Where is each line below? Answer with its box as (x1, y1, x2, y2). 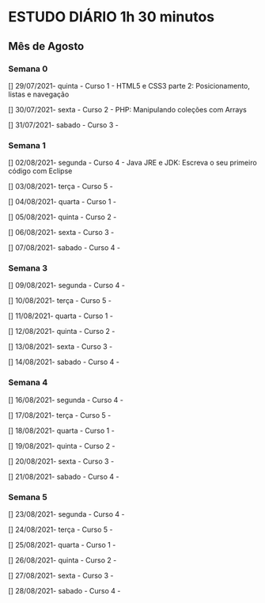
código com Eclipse (8, 166, 73, 176)
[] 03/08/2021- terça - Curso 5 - (8, 182, 113, 192)
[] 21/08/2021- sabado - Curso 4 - (8, 472, 119, 481)
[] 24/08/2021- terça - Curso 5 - (8, 525, 113, 534)
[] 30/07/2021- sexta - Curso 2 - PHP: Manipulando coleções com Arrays (8, 104, 247, 114)
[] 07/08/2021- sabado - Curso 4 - (8, 243, 121, 252)
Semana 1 (8, 139, 46, 150)
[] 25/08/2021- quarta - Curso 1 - (8, 540, 116, 550)
